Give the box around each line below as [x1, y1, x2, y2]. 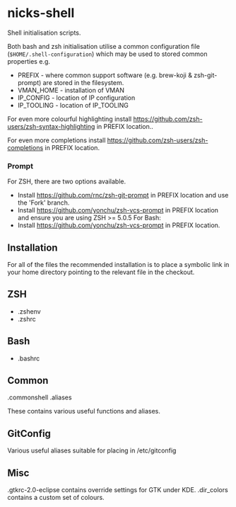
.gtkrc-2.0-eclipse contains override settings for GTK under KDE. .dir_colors [7, 486, 228, 494]
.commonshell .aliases [7, 393, 72, 401]
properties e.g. [7, 57, 51, 65]
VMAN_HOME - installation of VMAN [17, 86, 125, 94]
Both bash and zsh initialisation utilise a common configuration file [7, 42, 200, 50]
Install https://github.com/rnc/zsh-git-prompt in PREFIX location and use [17, 191, 229, 200]
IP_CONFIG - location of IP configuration [17, 93, 136, 102]
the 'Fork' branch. [17, 198, 70, 207]
